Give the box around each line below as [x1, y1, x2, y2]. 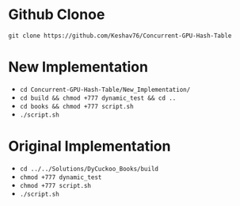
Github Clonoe [8, 6, 105, 24]
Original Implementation [8, 137, 171, 155]
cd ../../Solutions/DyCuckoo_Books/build [19, 165, 158, 173]
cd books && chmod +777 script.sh [19, 102, 134, 110]
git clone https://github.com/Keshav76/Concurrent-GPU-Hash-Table [8, 32, 232, 40]
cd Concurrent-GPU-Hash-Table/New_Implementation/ [19, 86, 191, 93]
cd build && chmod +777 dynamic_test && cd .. [19, 93, 177, 102]
